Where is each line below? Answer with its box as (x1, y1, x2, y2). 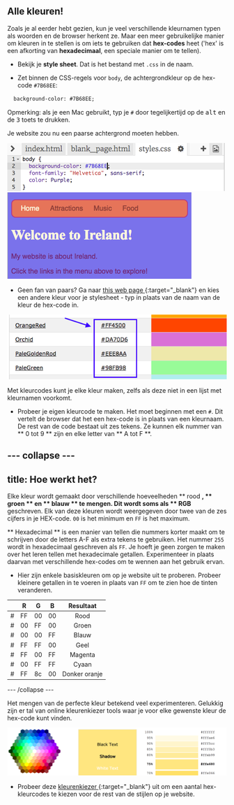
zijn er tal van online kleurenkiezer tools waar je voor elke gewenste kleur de (7, 706, 226, 715)
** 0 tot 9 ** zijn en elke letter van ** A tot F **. (17, 429, 152, 437)
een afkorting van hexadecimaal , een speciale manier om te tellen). (7, 46, 202, 55)
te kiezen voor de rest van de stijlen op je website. (51, 790, 195, 799)
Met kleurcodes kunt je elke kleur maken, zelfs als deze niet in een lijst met (7, 386, 221, 394)
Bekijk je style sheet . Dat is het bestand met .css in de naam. (17, 59, 194, 68)
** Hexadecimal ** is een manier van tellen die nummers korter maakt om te (7, 528, 225, 537)
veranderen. (17, 586, 53, 595)
